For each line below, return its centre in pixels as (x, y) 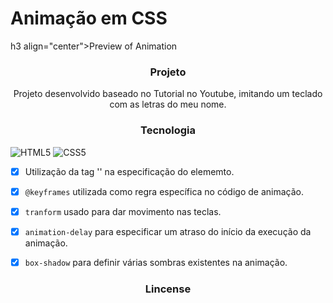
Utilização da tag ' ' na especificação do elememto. (129, 171)
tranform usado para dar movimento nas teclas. (123, 211)
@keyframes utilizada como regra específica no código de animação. (164, 191)
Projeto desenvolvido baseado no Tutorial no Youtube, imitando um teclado (168, 94)
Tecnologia (168, 130)
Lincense (168, 289)
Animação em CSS (89, 18)
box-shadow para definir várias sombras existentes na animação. (156, 262)
